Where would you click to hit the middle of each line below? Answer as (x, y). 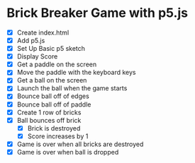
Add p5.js (31, 41)
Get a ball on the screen (52, 80)
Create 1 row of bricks (49, 112)
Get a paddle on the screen (57, 64)
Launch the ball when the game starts (72, 88)
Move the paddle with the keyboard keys (76, 73)
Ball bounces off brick (49, 120)
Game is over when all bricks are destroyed (80, 144)
